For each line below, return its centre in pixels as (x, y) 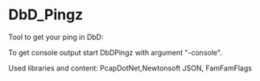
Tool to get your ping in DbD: (56, 37)
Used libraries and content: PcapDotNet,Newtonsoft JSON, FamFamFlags (130, 68)
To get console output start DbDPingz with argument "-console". (116, 52)
